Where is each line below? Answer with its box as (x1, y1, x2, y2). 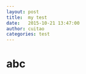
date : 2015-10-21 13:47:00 (6, 20, 80, 26)
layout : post (6, 8, 39, 15)
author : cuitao (6, 25, 45, 32)
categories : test (6, 31, 50, 37)
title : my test (6, 14, 47, 20)
